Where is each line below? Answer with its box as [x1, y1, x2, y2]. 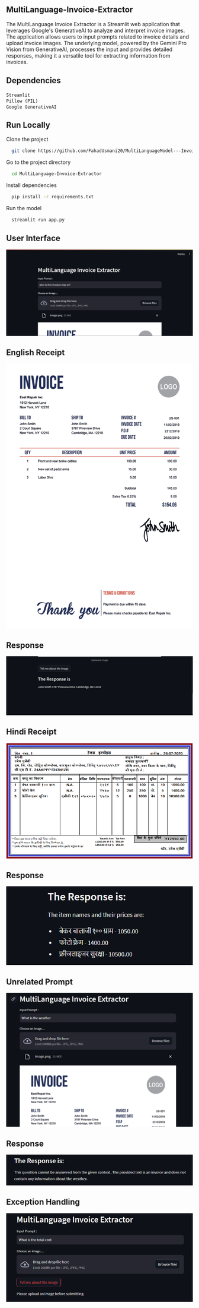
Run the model [6, 205, 42, 212]
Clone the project [6, 136, 49, 143]
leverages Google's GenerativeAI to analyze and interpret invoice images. [6, 27, 185, 34]
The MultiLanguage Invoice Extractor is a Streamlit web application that [6, 20, 181, 27]
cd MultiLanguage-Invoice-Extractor [11, 171, 102, 177]
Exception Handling [6, 1197, 80, 1207]
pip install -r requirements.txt [11, 194, 94, 200]
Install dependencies [6, 182, 57, 189]
